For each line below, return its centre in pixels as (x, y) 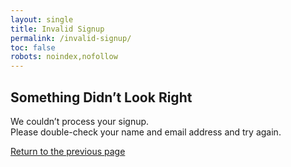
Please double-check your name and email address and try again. (146, 132)
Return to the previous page (68, 151)
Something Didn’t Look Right (101, 97)
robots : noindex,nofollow (64, 57)
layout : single (42, 19)
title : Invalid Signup (57, 29)
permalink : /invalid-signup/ (71, 38)
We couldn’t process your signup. (80, 121)
